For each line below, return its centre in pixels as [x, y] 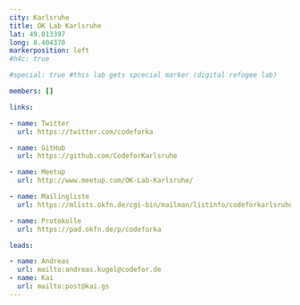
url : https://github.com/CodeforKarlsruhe [97, 156]
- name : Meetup [37, 172]
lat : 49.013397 [37, 34]
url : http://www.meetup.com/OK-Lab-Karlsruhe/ [105, 181]
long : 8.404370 [37, 42]
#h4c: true [29, 59]
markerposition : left [50, 51]
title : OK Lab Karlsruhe [55, 26]
